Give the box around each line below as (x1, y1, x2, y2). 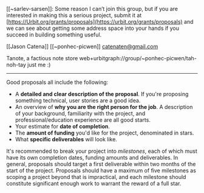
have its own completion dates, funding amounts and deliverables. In (6, 154, 178, 161)
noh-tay (6, 61, 26, 68)
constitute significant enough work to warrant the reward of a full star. (6, 180, 182, 187)
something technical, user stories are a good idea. (15, 97, 141, 104)
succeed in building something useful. (6, 31, 102, 38)
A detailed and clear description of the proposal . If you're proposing (15, 91, 189, 97)
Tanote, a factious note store (6, 55, 78, 61)
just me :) (27, 61, 51, 68)
